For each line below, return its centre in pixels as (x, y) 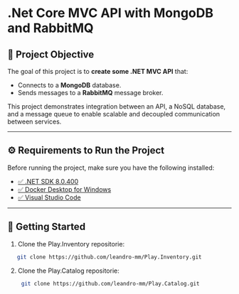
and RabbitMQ (51, 28)
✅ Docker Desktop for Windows (64, 189)
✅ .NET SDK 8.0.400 (48, 181)
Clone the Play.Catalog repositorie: (68, 271)
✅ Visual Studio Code (49, 197)
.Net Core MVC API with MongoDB (110, 13)
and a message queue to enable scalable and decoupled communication (114, 114)
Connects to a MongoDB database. (69, 85)
